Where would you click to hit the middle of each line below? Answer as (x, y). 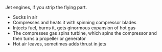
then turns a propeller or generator (49, 38)
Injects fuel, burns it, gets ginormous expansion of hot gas (74, 28)
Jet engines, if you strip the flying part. (46, 7)
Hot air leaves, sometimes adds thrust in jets (59, 44)
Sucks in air (25, 17)
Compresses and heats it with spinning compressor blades (74, 22)
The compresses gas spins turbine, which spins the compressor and (85, 33)
